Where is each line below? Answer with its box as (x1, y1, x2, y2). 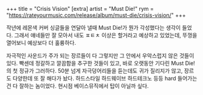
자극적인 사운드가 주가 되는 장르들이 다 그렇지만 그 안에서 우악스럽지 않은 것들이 (6, 52, 194, 59)
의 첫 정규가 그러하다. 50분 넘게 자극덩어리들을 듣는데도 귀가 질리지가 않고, (6, 67, 183, 74)
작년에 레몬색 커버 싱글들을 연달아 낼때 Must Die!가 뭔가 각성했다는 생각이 (6, 24, 181, 31)
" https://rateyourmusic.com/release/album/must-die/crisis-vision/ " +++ (6, 11, 187, 19)
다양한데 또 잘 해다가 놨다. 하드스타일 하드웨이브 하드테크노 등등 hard (12, 75, 176, 82)
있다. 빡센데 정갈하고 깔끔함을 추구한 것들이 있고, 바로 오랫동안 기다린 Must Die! (6, 60, 196, 67)
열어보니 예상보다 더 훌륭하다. (6, 39, 77, 46)
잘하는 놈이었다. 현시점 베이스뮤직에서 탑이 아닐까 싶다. (19, 82, 149, 90)
